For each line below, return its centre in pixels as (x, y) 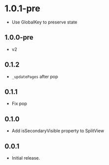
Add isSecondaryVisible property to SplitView (58, 131)
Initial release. (26, 158)
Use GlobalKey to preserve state (44, 22)
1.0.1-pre (22, 9)
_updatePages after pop (35, 76)
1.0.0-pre (19, 37)
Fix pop (19, 104)
